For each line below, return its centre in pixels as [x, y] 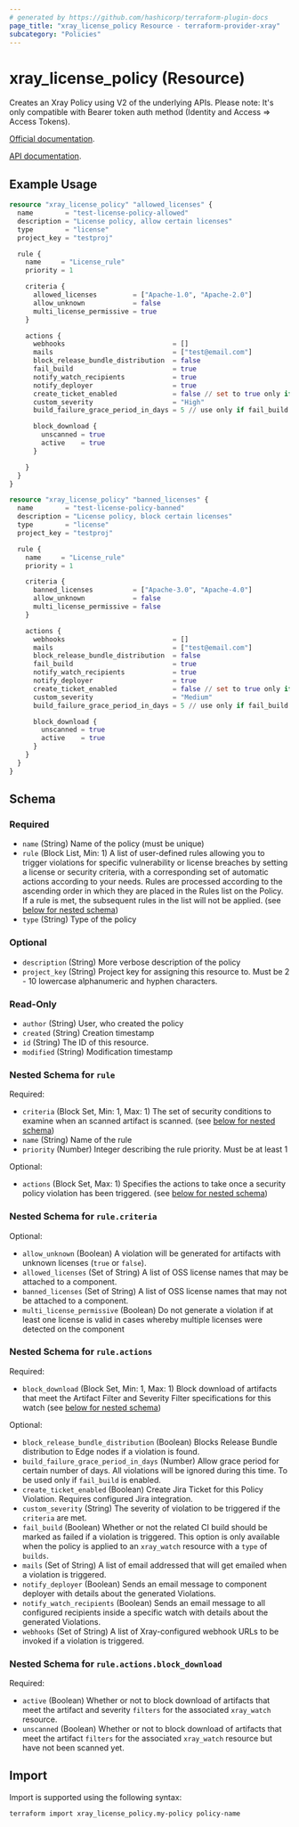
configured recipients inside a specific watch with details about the [145, 1612]
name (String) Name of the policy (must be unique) [113, 844]
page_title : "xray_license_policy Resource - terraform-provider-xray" [145, 26]
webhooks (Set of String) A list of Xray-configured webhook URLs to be [150, 1631]
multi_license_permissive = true [95, 311]
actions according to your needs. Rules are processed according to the [152, 882]
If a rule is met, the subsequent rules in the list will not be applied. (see [152, 901]
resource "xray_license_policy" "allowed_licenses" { [111, 205]
